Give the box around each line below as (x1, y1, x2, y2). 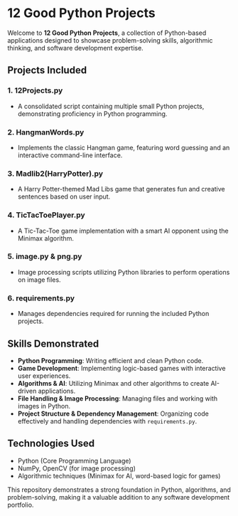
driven (17, 386, 37, 395)
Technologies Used (7, 438, 94, 450)
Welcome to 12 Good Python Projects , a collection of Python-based (7, 28, 207, 37)
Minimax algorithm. (17, 233, 75, 243)
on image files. (17, 275, 62, 284)
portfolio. (7, 500, 34, 509)
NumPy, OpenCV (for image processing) (17, 464, 136, 473)
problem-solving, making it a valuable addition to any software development (7, 493, 230, 501)
